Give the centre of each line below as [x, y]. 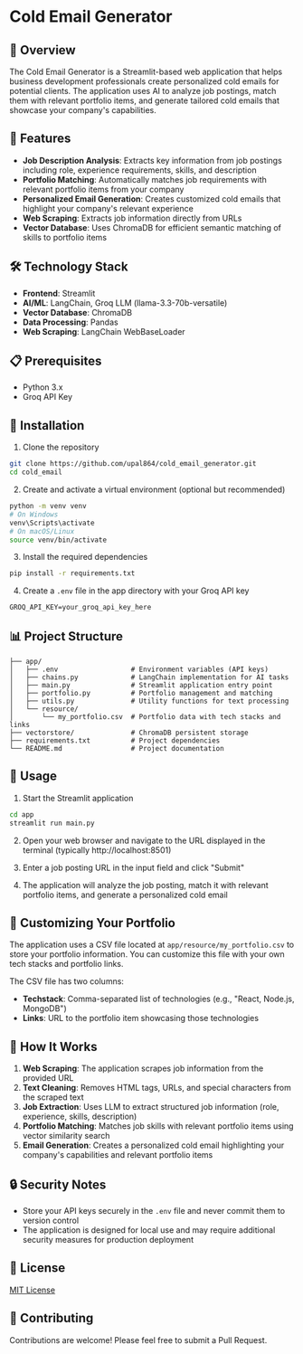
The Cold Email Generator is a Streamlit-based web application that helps [146, 71]
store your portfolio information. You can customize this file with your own [147, 954]
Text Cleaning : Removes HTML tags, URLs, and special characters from [156, 1088]
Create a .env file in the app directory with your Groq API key [136, 591]
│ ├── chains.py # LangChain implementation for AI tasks [149, 677]
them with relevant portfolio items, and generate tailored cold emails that [145, 100]
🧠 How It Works [53, 1046]
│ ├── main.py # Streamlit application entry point [141, 686]
